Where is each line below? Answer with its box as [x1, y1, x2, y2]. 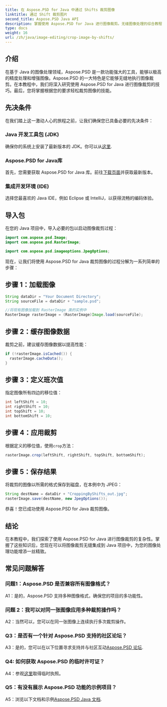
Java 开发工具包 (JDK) [5, 131, 59, 138]
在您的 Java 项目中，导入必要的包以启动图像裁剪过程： [5, 225, 118, 231]
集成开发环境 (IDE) [5, 183, 49, 190]
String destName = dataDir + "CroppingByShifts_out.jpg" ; [5, 492, 128, 497]
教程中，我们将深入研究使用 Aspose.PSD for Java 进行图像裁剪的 [22, 81, 156, 87]
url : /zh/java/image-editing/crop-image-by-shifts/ [5, 35, 114, 40]
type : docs [5, 26, 28, 31]
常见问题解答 [5, 564, 45, 573]
